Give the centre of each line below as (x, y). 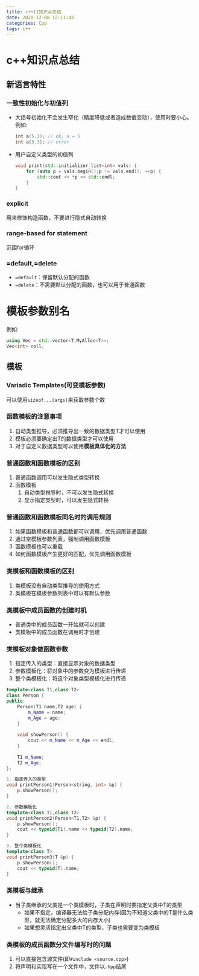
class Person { (25, 696)
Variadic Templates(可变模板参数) (56, 385)
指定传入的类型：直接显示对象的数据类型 (65, 664)
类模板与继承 (25, 890)
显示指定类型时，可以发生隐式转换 (66, 500)
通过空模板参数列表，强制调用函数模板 (62, 539)
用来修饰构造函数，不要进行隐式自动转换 (56, 217)
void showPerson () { (43, 735)
